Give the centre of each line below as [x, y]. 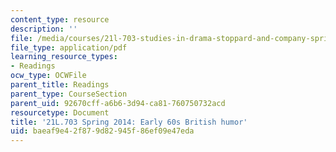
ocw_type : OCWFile [48, 76]
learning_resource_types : [64, 57]
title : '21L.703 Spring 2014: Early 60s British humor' [129, 122]
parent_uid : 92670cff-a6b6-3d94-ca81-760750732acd [118, 103]
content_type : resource [60, 19]
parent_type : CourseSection [69, 94]
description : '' [44, 29]
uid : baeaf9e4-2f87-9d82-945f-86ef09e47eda [102, 131]
